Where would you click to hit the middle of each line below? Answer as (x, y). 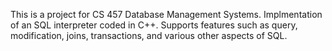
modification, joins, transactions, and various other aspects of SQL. (149, 35)
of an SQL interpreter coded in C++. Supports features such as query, (154, 25)
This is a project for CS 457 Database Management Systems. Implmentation (166, 14)
